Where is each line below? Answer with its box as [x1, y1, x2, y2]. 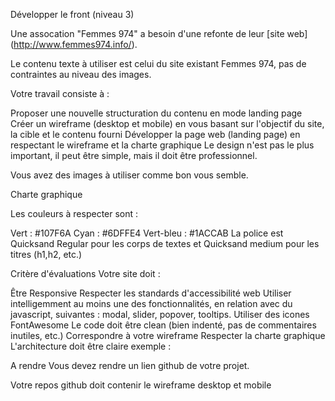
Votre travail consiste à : [10, 88, 110, 99]
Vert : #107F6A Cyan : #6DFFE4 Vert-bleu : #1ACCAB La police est [10, 227, 284, 239]
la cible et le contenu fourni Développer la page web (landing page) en [10, 129, 301, 140]
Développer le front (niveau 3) [10, 9, 135, 20]
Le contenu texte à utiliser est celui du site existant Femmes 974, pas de [10, 58, 307, 69]
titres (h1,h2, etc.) [10, 249, 83, 260]
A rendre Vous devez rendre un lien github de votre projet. [10, 360, 250, 371]
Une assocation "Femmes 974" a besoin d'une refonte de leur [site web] [10, 28, 308, 39]
